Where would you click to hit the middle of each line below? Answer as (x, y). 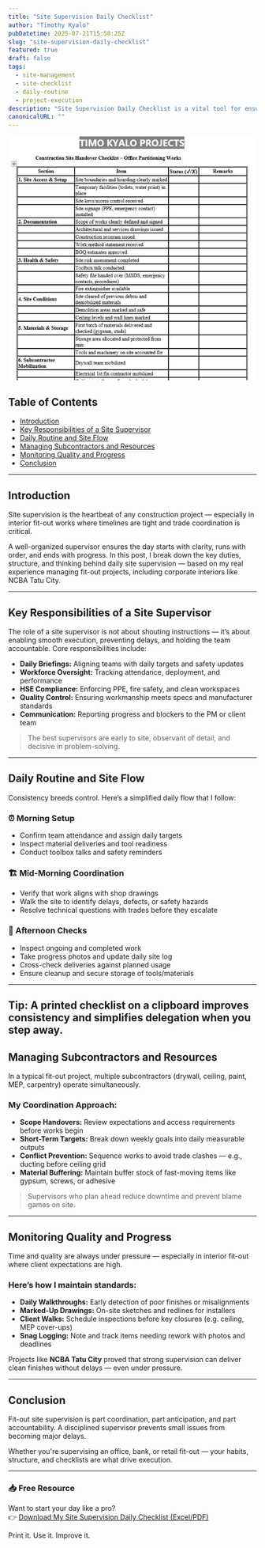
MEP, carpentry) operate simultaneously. (75, 1084)
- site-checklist (44, 83)
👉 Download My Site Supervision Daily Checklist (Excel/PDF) (108, 1517)
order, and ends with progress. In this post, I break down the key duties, (125, 555)
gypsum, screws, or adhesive (67, 1181)
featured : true (33, 50)
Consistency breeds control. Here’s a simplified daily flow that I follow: (122, 797)
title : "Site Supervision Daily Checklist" (81, 17)
